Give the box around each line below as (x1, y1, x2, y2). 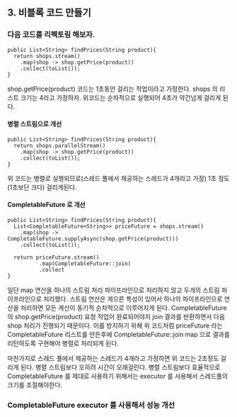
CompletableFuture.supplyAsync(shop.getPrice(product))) (7, 235, 179, 243)
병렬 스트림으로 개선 (7, 120, 62, 128)
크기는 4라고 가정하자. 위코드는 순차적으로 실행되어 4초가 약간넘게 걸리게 (20, 93, 221, 101)
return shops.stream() (13, 52, 81, 60)
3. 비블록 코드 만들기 (7, 6, 91, 19)
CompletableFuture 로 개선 (7, 201, 86, 209)
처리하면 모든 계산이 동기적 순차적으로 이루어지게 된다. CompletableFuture (20, 304, 228, 312)
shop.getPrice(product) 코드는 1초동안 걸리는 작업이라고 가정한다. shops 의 (7, 84, 218, 93)
